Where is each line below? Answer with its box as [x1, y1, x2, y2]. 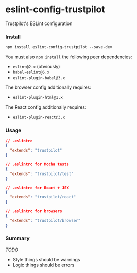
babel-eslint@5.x [12, 70, 50, 75]
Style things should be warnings [12, 256, 80, 262]
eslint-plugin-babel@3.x [12, 76, 65, 81]
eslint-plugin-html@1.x [12, 95, 63, 101]
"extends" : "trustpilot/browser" [10, 218, 81, 223]
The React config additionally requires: [5, 104, 86, 110]
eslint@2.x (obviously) [12, 64, 60, 70]
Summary [5, 235, 30, 242]
